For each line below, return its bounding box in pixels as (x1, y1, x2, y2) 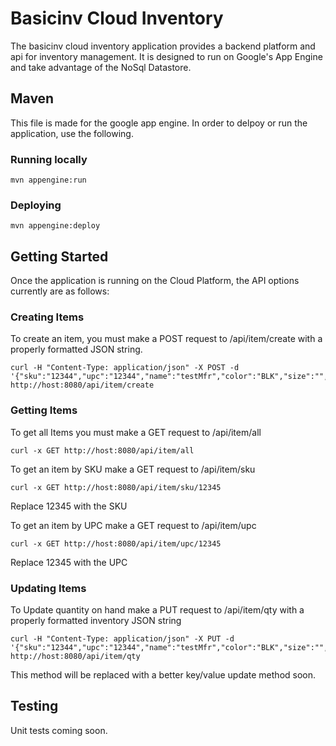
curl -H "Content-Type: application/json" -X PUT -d (10, 634, 235, 644)
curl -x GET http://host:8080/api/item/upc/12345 (10, 538, 222, 549)
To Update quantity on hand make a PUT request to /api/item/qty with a (10, 604, 305, 616)
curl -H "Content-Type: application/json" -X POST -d (10, 363, 240, 373)
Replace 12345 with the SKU (10, 500, 128, 512)
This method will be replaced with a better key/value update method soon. (10, 669, 317, 681)
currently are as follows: (10, 285, 110, 297)
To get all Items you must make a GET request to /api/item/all (10, 426, 262, 438)
